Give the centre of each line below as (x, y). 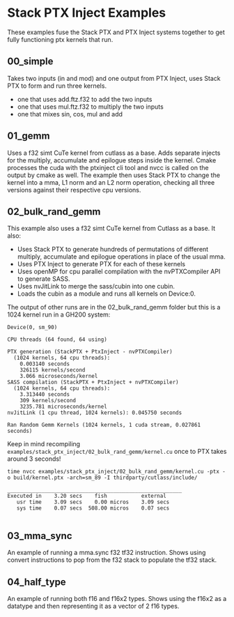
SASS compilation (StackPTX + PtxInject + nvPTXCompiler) (93, 382)
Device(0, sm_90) (32, 328)
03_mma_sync (40, 536)
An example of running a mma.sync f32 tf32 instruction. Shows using (107, 553)
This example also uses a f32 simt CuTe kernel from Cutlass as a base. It (111, 229)
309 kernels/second (48, 401)
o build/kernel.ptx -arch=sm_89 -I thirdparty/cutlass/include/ (102, 478)
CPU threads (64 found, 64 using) (57, 340)
